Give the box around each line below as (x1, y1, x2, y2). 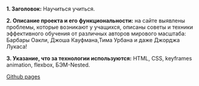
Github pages (6, 73, 41, 80)
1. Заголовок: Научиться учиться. (6, 5, 95, 12)
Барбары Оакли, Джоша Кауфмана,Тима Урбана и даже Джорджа (6, 37, 180, 43)
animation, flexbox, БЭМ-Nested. (6, 61, 91, 68)
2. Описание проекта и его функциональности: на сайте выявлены (6, 17, 186, 24)
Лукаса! (6, 43, 28, 50)
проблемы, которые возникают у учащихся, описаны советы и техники (6, 24, 193, 30)
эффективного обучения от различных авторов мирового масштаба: (6, 30, 187, 37)
